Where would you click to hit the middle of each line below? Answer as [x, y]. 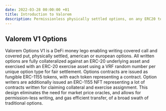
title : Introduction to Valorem [38, 14]
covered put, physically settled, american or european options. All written [80, 56]
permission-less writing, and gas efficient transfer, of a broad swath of [77, 98]
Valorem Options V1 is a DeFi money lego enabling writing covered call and [81, 51]
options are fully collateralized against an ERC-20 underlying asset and [77, 61]
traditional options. [24, 103]
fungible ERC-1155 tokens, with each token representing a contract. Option [81, 77]
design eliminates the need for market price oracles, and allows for [73, 93]
